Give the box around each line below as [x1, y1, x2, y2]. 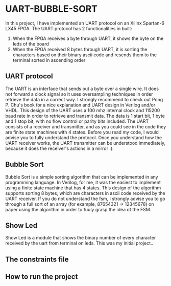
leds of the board [12, 40, 50, 47]
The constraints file [5, 255, 69, 263]
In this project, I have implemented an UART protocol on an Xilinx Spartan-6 [5, 20, 165, 26]
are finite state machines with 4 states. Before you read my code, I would [5, 129, 159, 135]
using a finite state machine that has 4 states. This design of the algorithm [5, 185, 161, 191]
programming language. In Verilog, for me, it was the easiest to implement [5, 179, 161, 185]
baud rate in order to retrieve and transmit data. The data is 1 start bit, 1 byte [5, 113, 165, 119]
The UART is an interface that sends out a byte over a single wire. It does [5, 85, 159, 92]
